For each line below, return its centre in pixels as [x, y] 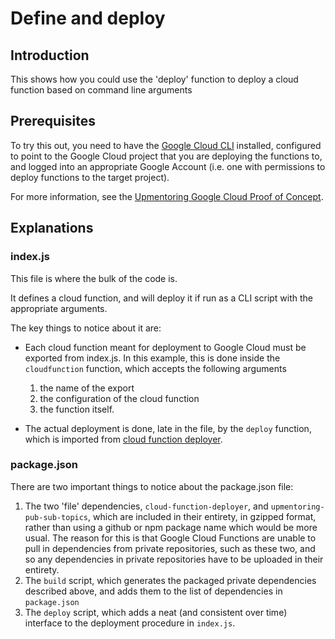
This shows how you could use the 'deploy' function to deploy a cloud [154, 79]
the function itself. [77, 409]
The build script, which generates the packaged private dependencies [170, 580]
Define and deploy [88, 18]
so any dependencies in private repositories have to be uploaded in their [174, 559]
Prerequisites [53, 121]
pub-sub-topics [56, 517]
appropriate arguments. [59, 308]
